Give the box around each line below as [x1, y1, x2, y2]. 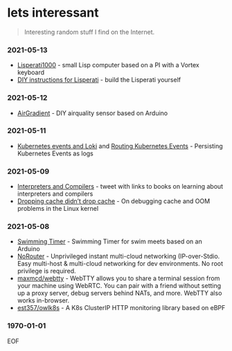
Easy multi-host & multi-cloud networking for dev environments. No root [17, 259, 224, 268]
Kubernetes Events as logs [17, 149, 93, 157]
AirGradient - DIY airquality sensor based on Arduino [17, 109, 168, 117]
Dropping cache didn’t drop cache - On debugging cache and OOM [17, 197, 211, 205]
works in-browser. [17, 296, 70, 305]
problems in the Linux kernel [17, 205, 99, 213]
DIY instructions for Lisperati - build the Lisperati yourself [17, 76, 181, 84]
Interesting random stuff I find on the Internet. [24, 28, 155, 36]
